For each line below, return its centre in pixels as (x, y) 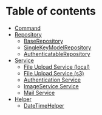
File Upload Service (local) (57, 67)
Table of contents (51, 11)
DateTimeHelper (44, 105)
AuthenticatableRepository (57, 54)
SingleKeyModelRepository (57, 47)
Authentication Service (52, 80)
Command (27, 28)
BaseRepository (43, 41)
